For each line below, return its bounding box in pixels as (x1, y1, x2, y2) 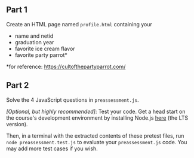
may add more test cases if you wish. (6, 145, 98, 152)
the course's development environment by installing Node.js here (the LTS (6, 114, 189, 121)
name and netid (14, 32, 54, 39)
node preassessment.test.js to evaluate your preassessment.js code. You (6, 138, 187, 145)
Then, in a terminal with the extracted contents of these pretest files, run (6, 132, 184, 139)
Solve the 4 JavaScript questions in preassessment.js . (6, 96, 139, 104)
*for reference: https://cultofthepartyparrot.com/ (6, 63, 126, 70)
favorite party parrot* (14, 51, 67, 59)
